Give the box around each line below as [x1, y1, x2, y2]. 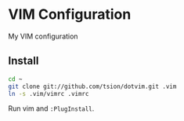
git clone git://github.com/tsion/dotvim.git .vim [8, 82, 177, 90]
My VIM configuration [8, 31, 78, 41]
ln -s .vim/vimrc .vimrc [8, 90, 89, 97]
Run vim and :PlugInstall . [8, 104, 95, 113]
